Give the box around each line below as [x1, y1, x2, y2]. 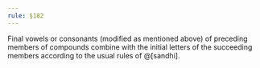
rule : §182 [7, 11, 44, 20]
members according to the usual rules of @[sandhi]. [7, 50, 180, 60]
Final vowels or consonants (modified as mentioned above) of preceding [7, 34, 248, 43]
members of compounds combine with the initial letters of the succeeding [7, 42, 253, 52]
